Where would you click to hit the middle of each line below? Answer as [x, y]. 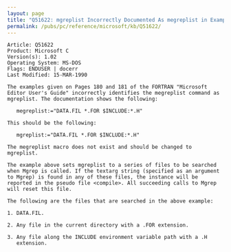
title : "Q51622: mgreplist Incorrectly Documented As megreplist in [107, 20]
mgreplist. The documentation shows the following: [82, 99]
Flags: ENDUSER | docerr [43, 69]
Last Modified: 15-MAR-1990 [47, 75]
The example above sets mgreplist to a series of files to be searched [112, 165]
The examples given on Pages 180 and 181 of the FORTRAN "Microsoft [107, 87]
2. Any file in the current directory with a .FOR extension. [98, 225]
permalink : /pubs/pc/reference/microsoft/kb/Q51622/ [84, 26]
